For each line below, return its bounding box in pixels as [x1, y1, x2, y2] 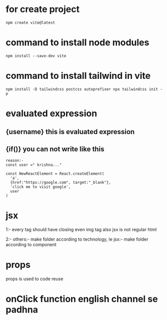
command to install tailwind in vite [5, 70, 151, 81]
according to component [5, 242, 56, 248]
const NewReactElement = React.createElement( [5, 171, 104, 176]
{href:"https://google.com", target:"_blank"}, [10, 180, 111, 185]
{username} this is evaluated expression [5, 128, 135, 136]
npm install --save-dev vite [5, 53, 66, 58]
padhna [5, 304, 38, 315]
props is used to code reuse [5, 276, 63, 282]
